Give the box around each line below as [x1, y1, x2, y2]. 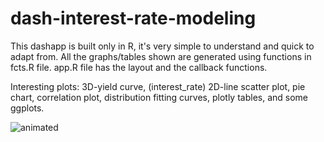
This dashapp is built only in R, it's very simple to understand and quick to [10, 40, 315, 52]
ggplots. [10, 102, 45, 114]
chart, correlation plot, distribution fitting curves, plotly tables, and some [10, 91, 308, 103]
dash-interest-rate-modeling [10, 7, 257, 30]
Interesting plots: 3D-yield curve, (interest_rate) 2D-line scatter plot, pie [10, 80, 306, 92]
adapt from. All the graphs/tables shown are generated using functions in [10, 50, 312, 62]
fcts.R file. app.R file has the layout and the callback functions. [10, 61, 268, 73]
